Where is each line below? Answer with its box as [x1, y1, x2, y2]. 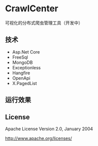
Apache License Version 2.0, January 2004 [5, 126, 94, 132]
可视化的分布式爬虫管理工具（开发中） [5, 20, 83, 26]
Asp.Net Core [12, 49, 40, 55]
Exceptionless [12, 64, 41, 70]
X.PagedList [12, 80, 37, 86]
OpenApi [12, 75, 31, 81]
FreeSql [12, 54, 28, 60]
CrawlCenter [5, 3, 59, 14]
